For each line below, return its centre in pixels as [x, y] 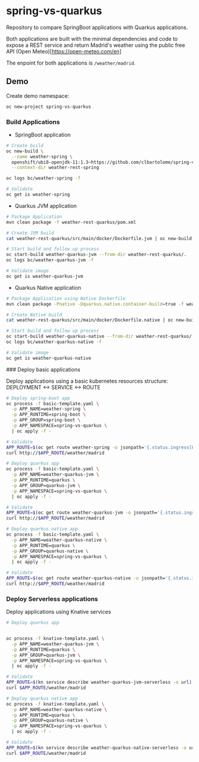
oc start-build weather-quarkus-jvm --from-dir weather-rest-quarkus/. [96, 255]
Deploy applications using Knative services [59, 612]
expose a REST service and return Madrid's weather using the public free [96, 45]
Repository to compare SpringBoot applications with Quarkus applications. [97, 27]
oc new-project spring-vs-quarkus [49, 107]
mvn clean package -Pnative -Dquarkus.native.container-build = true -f [95, 304]
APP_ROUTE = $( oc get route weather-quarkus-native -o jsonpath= [86, 578]
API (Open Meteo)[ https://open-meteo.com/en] [64, 51]
